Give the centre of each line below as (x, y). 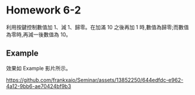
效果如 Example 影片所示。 (39, 68)
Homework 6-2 (43, 10)
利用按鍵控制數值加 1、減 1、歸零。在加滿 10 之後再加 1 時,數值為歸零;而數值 (97, 27)
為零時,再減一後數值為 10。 (39, 34)
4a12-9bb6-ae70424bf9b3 (39, 86)
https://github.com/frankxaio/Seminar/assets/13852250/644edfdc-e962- (95, 80)
